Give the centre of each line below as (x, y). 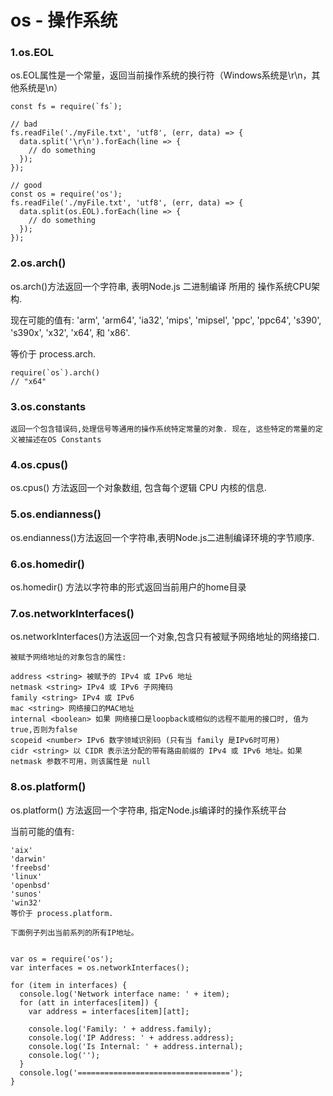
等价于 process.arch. (53, 353)
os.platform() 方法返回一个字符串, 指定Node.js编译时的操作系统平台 (148, 810)
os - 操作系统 (64, 20)
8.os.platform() (48, 787)
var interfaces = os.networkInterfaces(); (100, 967)
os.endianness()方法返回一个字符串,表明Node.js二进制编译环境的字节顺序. (162, 537)
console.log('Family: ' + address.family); (120, 1029)
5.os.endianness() (56, 514)
